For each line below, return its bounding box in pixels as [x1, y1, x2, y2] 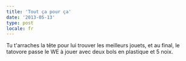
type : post [6, 20, 34, 26]
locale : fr [6, 25, 34, 32]
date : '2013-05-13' [6, 14, 56, 20]
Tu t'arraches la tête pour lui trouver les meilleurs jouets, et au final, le [6, 42, 180, 49]
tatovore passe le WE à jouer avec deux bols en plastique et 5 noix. [6, 48, 173, 56]
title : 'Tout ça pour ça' [6, 8, 71, 15]
